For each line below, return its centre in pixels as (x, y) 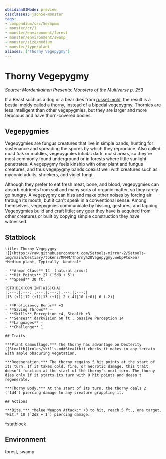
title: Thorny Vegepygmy (31, 249)
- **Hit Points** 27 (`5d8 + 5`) (40, 275)
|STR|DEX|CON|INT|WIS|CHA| (33, 288)
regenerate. (17, 380)
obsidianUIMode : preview (31, 10)
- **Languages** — (24, 323)
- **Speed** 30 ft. (25, 280)
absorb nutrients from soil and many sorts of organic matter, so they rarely (82, 190)
